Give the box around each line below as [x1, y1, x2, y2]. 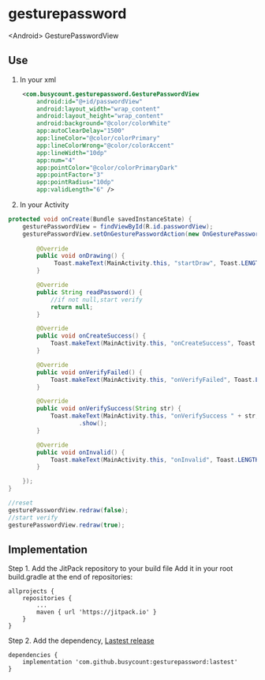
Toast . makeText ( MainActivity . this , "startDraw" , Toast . [54, 259, 242, 267]
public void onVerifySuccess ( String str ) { [36, 405, 181, 413]
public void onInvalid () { [36, 448, 125, 456]
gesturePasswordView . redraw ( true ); [8, 521, 125, 529]
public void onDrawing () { [36, 252, 125, 260]
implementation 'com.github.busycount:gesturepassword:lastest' [22, 658, 238, 667]
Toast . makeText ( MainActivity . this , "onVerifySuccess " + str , [50, 412, 259, 420]
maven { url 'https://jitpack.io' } [36, 608, 157, 617]
